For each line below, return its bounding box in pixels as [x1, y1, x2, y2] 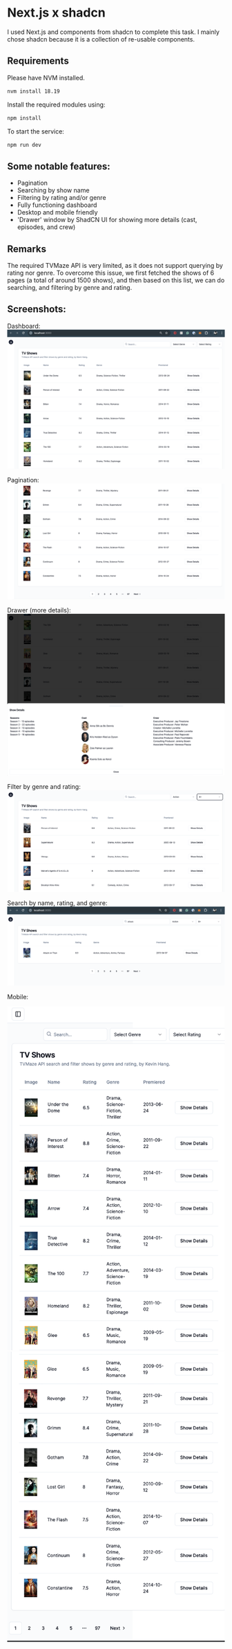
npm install [7, 114, 41, 122]
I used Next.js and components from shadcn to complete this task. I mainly [7, 28, 220, 36]
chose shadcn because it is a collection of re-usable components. [7, 35, 195, 43]
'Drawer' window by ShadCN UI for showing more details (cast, [17, 216, 197, 224]
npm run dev [7, 141, 41, 148]
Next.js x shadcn [7, 5, 106, 21]
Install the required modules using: [7, 100, 106, 109]
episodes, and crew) [17, 223, 76, 231]
